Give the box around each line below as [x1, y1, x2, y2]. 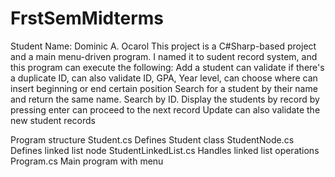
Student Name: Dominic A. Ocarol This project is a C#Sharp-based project [10, 40, 317, 52]
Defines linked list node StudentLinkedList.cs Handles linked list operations [10, 144, 320, 156]
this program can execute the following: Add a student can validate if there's [10, 61, 325, 73]
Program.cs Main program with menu [10, 155, 164, 167]
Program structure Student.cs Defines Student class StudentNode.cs [10, 133, 295, 146]
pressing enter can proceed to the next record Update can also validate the [10, 103, 321, 116]
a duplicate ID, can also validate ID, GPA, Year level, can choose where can [10, 72, 318, 84]
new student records [10, 114, 96, 126]
